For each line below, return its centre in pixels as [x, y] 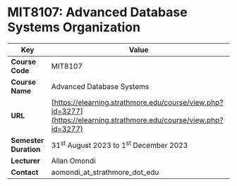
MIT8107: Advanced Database [98, 12]
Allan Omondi [74, 161]
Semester [28, 140]
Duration [26, 149]
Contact [25, 172]
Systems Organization [74, 27]
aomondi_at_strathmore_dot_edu [105, 172]
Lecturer [25, 161]
